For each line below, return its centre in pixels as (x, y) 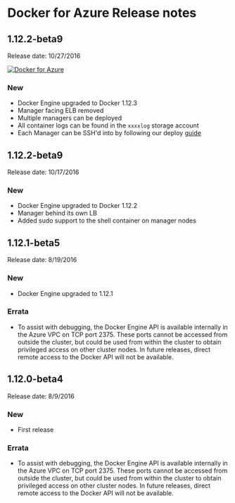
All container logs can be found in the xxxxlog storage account (108, 125)
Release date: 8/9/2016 (41, 396)
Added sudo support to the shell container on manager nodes (107, 221)
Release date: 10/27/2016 (44, 56)
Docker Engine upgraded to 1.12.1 (65, 293)
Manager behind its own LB (57, 213)
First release (36, 429)
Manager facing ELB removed (61, 111)
